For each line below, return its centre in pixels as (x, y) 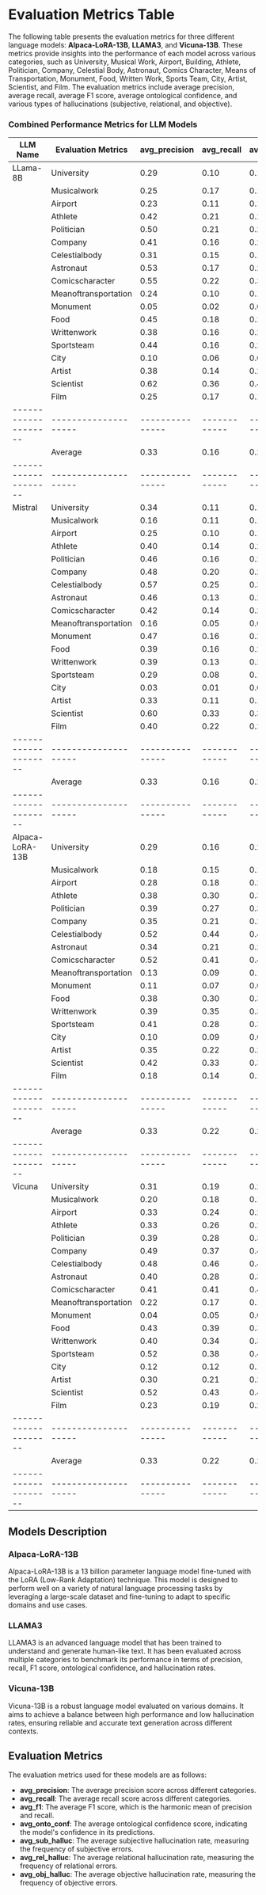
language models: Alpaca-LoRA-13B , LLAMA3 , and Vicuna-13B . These (125, 44)
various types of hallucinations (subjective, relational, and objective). (120, 104)
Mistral (25, 508)
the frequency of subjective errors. (76, 1849)
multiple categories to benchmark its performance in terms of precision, (125, 1660)
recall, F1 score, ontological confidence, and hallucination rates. (112, 1668)
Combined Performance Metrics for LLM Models (103, 124)
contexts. (23, 1731)
